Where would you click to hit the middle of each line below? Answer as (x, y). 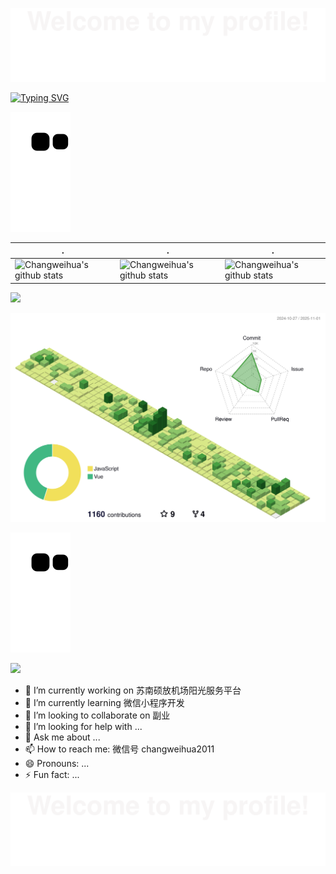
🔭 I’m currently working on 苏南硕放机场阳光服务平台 (133, 690)
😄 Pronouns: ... (57, 764)
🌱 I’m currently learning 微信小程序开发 (104, 703)
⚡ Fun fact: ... (52, 775)
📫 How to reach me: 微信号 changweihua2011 (119, 749)
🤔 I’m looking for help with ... (83, 727)
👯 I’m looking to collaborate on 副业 (97, 715)
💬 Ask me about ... (62, 737)
